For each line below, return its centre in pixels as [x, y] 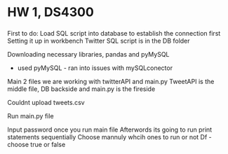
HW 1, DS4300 [51, 12]
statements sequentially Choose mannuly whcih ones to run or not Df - [109, 137]
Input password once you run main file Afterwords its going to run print [110, 129]
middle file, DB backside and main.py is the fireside [81, 89]
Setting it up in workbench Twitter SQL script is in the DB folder [99, 41]
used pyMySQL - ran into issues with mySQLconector [95, 68]
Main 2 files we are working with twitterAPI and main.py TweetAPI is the [111, 82]
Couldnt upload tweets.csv [46, 103]
